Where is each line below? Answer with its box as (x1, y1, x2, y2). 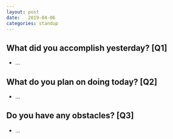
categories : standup (6, 20, 59, 26)
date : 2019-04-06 (6, 15, 56, 21)
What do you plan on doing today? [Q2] (6, 77, 158, 87)
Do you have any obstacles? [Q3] (6, 110, 134, 121)
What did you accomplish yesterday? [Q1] (6, 43, 168, 53)
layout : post (6, 9, 39, 15)
